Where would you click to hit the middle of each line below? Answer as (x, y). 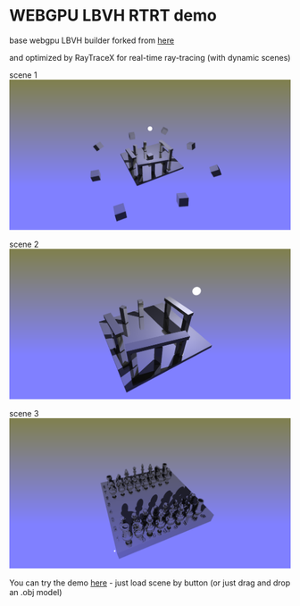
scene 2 (24, 244)
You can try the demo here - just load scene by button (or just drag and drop (150, 583)
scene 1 (23, 75)
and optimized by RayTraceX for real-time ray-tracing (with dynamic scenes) (150, 57)
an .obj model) (36, 592)
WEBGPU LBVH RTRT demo (113, 16)
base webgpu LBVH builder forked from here (92, 40)
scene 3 (24, 413)
